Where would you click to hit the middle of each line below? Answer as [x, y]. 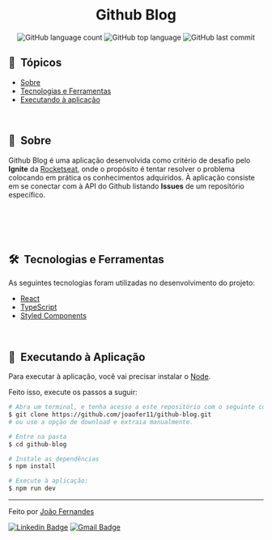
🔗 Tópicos [35, 63]
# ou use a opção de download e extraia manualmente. [101, 422]
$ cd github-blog [38, 444]
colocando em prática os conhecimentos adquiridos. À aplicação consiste [132, 177]
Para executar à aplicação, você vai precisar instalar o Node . [110, 376]
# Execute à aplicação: [49, 481]
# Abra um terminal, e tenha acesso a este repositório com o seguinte [132, 407]
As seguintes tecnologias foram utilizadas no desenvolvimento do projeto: [132, 283]
